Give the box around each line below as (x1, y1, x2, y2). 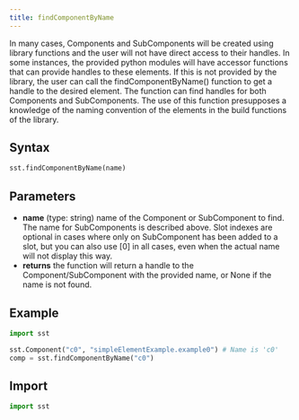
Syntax (9, 140, 50, 155)
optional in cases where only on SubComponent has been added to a (22, 232, 278, 242)
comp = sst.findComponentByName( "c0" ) (9, 354, 154, 363)
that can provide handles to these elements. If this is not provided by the (9, 66, 277, 77)
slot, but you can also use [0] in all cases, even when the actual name (22, 241, 280, 252)
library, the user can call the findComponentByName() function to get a (9, 75, 272, 86)
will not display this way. (22, 250, 113, 261)
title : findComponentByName (9, 13, 115, 22)
